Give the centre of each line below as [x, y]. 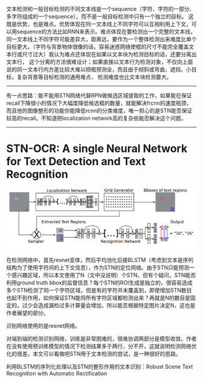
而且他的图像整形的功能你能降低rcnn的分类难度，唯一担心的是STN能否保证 [99, 110]
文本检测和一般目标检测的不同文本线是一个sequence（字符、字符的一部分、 [101, 9]
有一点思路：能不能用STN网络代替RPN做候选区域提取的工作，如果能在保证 [99, 95]
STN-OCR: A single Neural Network [97, 149]
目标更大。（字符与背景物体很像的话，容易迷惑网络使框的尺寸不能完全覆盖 [98, 47]
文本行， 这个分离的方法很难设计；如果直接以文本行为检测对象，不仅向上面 [100, 62]
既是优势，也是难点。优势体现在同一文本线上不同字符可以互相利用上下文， [99, 24]
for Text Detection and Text [76, 162]
